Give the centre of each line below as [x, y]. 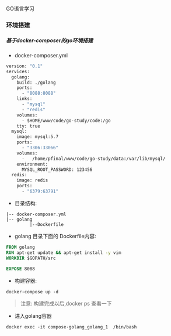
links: [25, 99]
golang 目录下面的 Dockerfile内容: [55, 236]
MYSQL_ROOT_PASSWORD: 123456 [57, 169]
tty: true [29, 126]
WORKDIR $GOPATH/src [31, 258]
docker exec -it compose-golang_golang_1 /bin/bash [71, 327]
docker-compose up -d [32, 292]
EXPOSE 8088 [20, 269]
